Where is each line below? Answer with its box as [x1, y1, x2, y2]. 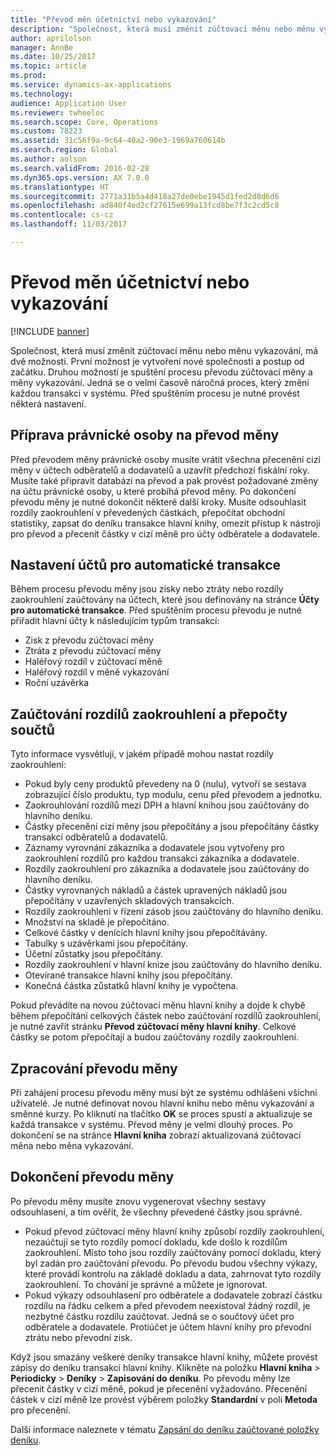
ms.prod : [10, 71, 47, 81]
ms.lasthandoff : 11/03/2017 [10, 219, 128, 230]
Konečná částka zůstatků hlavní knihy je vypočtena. [24, 980, 239, 992]
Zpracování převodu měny [10, 1060, 178, 1077]
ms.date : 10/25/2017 [10, 52, 97, 62]
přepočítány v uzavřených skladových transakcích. [24, 895, 235, 907]
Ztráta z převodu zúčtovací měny [24, 645, 162, 657]
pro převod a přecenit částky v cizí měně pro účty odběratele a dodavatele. [10, 527, 321, 540]
